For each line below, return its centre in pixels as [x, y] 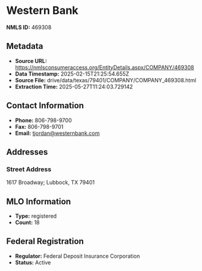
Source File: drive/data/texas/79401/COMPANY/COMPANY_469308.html [106, 80]
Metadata [25, 46]
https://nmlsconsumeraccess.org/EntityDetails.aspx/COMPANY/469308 [104, 67]
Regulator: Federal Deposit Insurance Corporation [77, 256]
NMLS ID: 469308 [29, 27]
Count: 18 [27, 223]
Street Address [29, 169]
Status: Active [33, 262]
